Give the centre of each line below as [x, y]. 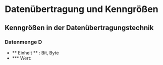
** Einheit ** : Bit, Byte [35, 52]
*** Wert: [22, 58]
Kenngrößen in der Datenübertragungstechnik [79, 28]
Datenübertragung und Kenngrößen [82, 9]
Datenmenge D [23, 42]
